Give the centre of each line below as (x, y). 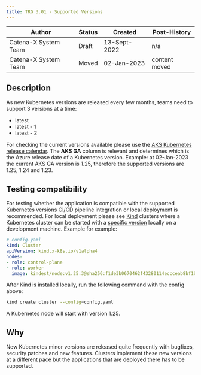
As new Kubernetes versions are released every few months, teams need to (100, 102)
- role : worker (25, 268)
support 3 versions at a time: (42, 109)
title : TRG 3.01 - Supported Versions (54, 12)
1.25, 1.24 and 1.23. (30, 170)
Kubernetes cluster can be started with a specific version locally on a (91, 223)
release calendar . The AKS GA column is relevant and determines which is (98, 151)
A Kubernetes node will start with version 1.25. (63, 314)
